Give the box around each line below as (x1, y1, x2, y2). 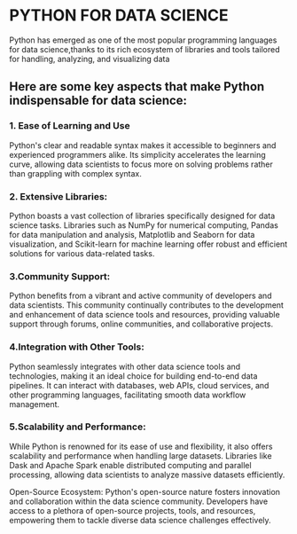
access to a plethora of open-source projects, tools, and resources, (9, 505, 256, 515)
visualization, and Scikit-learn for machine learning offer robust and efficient (9, 239, 288, 249)
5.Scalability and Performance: (9, 420, 146, 433)
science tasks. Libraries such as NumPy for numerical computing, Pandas (9, 219, 279, 231)
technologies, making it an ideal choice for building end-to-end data (9, 370, 258, 381)
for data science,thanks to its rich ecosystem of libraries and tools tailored (9, 43, 280, 54)
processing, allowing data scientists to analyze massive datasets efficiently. (9, 469, 285, 480)
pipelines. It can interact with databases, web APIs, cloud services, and (9, 380, 270, 390)
